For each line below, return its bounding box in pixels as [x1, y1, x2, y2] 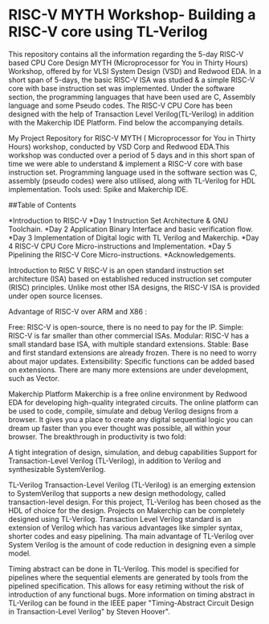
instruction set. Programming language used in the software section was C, [8, 167, 258, 177]
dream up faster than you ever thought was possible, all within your [8, 423, 231, 433]
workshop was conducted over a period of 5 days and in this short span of [8, 150, 255, 160]
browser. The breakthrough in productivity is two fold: [8, 432, 186, 441]
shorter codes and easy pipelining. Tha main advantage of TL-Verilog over [8, 531, 255, 540]
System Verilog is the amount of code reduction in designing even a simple [8, 540, 256, 549]
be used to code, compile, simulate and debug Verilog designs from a [8, 406, 238, 416]
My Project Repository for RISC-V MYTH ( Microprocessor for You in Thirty [8, 133, 256, 142]
